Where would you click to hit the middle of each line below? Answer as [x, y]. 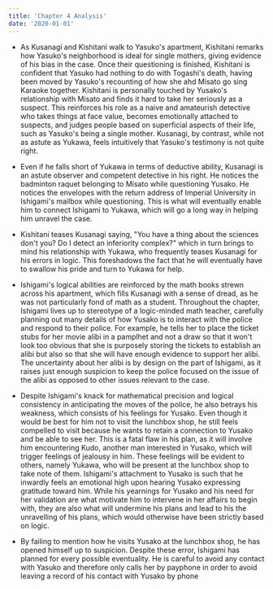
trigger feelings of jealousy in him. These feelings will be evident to [132, 456]
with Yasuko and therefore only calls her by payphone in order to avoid [139, 567]
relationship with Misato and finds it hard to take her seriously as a [131, 99]
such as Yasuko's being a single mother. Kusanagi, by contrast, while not [142, 133]
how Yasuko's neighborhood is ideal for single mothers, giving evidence [141, 55]
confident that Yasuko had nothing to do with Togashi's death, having [136, 73]
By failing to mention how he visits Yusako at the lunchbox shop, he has [140, 541]
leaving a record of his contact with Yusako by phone [109, 576]
